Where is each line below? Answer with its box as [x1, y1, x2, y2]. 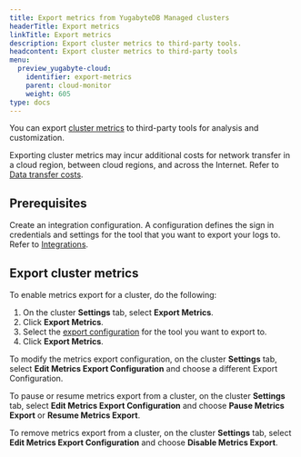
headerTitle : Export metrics [9, 22, 120, 31]
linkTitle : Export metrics [9, 30, 112, 39]
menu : [9, 55, 30, 65]
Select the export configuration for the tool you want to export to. [22, 326, 267, 337]
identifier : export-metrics [25, 73, 132, 82]
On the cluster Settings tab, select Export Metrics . [22, 307, 214, 318]
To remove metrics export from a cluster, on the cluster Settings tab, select [9, 428, 292, 438]
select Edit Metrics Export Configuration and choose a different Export [9, 363, 278, 373]
